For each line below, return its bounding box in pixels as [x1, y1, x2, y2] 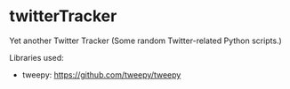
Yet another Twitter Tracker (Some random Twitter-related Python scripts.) [9, 35, 282, 46]
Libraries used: [9, 52, 64, 63]
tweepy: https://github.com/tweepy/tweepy [21, 69, 181, 80]
